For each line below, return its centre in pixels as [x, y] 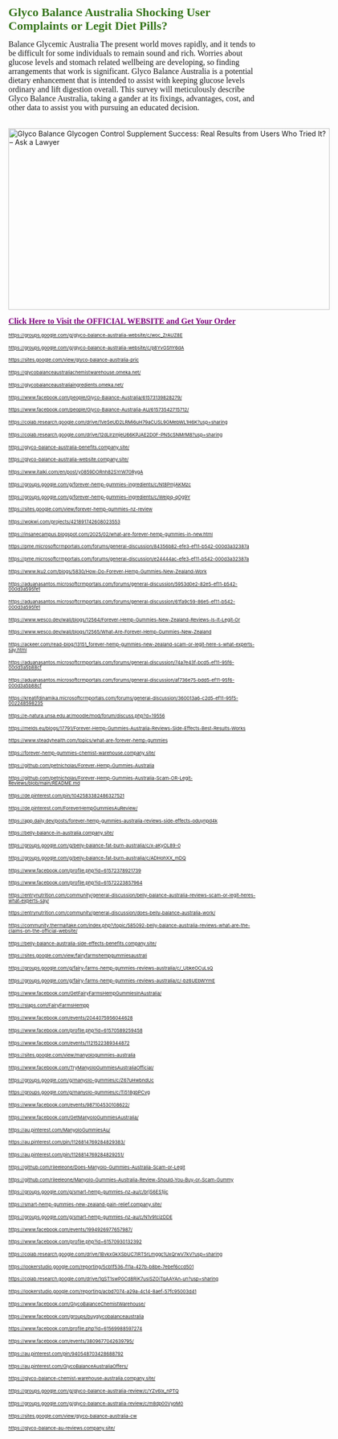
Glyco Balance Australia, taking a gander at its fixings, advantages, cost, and [132, 99]
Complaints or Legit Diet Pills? [88, 26]
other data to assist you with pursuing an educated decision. [104, 107]
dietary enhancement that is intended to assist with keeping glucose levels [126, 80]
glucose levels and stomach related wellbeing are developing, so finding [124, 62]
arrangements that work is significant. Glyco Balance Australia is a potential [131, 71]
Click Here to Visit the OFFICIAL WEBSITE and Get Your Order [122, 321]
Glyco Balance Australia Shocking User [110, 12]
